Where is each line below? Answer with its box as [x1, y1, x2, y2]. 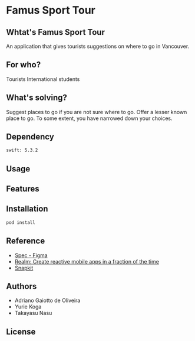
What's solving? [6, 93, 68, 103]
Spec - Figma [14, 252, 48, 259]
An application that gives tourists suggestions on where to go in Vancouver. [6, 43, 190, 50]
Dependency [6, 132, 54, 142]
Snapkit [14, 264, 34, 271]
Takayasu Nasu [14, 310, 52, 317]
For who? [6, 60, 41, 70]
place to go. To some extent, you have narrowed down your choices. [6, 115, 173, 122]
